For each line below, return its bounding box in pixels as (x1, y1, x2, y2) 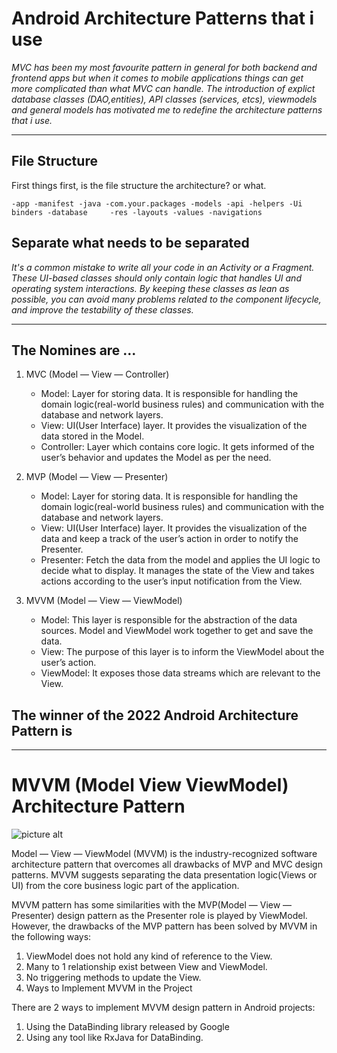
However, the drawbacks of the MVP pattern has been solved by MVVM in (11, 920, 318, 932)
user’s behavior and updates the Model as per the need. (40, 452, 272, 464)
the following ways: (11, 931, 92, 943)
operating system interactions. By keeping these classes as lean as (11, 282, 290, 294)
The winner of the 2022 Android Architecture (11, 707, 299, 724)
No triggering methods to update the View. (25, 972, 202, 984)
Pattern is (11, 722, 73, 739)
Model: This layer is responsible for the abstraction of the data (40, 614, 298, 626)
